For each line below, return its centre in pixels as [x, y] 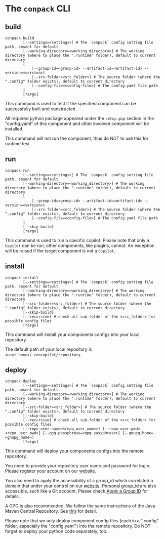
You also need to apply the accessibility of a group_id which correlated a [79, 481]
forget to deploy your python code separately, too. [56, 531]
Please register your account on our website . [51, 471]
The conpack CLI [38, 9]
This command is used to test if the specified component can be [71, 104]
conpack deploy [21, 381]
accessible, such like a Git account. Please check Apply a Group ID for [77, 491]
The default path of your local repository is [49, 349]
